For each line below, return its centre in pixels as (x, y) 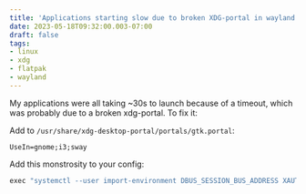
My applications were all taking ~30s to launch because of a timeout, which (151, 103)
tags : (20, 43)
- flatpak (28, 69)
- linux (24, 52)
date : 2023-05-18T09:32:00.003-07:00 (81, 26)
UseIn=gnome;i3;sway (49, 147)
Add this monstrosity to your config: (77, 164)
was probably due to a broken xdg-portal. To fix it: (104, 112)
